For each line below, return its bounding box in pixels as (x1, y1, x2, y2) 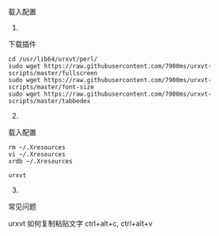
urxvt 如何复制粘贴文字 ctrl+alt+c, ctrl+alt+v (8, 218, 153, 228)
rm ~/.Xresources (8, 144, 66, 151)
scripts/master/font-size (8, 83, 94, 91)
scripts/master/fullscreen (8, 69, 98, 77)
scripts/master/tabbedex (8, 97, 91, 105)
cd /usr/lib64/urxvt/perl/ (8, 55, 98, 63)
